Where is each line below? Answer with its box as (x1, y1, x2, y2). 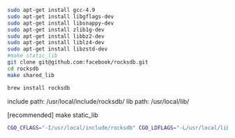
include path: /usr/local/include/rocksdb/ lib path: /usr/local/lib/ (7, 97, 190, 105)
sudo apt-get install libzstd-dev (7, 46, 108, 53)
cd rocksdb (7, 65, 39, 72)
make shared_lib (7, 71, 55, 78)
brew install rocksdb (7, 84, 71, 91)
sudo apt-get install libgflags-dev (7, 13, 114, 20)
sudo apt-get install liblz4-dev (7, 39, 105, 46)
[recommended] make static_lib (7, 111, 99, 119)
